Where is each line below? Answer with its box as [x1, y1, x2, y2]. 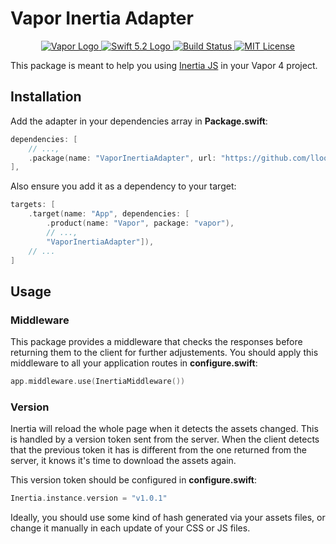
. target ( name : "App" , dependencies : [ [28, 209, 190, 219]
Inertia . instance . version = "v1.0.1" [10, 493, 168, 504]
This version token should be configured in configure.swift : [10, 474, 258, 486]
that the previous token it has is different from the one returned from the [10, 444, 308, 456]
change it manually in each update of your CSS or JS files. [10, 522, 251, 534]
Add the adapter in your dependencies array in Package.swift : [10, 115, 268, 127]
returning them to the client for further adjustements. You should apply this [10, 347, 319, 359]
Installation [10, 88, 82, 106]
